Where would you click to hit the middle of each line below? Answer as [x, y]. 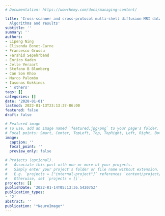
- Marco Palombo [22, 78]
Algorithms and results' [35, 23]
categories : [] [21, 97]
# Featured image [23, 124]
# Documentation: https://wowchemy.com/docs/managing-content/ [71, 10]
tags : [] [14, 92]
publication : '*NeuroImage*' [35, 206]
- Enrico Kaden [21, 60]
